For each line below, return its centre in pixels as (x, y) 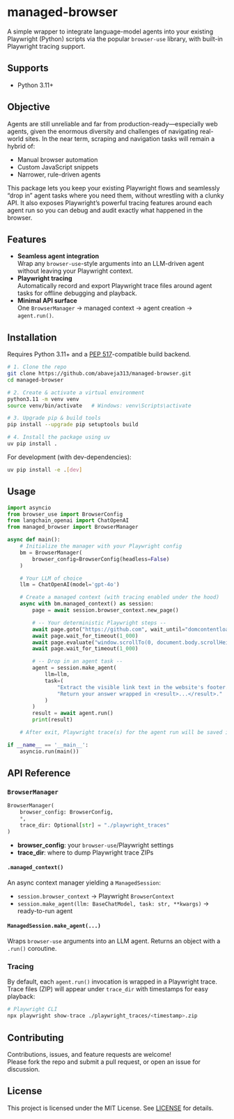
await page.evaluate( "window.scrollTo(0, (93, 643)
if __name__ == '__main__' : (48, 745)
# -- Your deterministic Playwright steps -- (100, 623)
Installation (32, 337)
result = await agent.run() (73, 713)
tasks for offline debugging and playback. (77, 293)
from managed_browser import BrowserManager (73, 527)
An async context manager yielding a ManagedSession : (84, 883)
